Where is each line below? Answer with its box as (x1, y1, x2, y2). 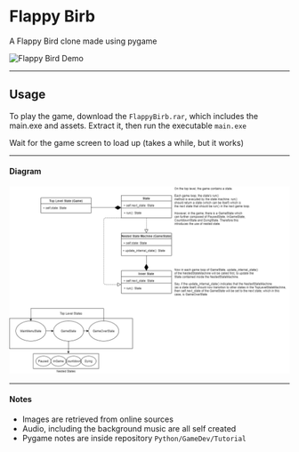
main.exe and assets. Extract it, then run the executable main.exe (9, 120, 247, 131)
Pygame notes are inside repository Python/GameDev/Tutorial (21, 432, 246, 443)
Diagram (9, 166, 42, 177)
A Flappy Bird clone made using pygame (9, 36, 158, 46)
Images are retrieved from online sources (21, 414, 174, 424)
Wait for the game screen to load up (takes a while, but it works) (9, 137, 245, 148)
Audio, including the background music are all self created (21, 423, 237, 433)
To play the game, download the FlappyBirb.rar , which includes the (9, 110, 259, 121)
